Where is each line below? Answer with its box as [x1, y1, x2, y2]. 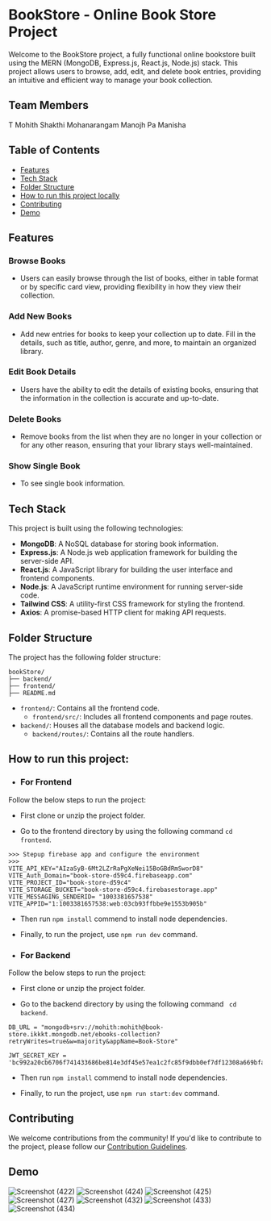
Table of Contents [8, 144, 101, 157]
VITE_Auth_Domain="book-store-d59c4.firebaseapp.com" [8, 871, 194, 880]
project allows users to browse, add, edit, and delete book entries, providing [8, 66, 261, 76]
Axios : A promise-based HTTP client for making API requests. [19, 607, 227, 618]
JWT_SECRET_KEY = [8, 1052, 67, 1060]
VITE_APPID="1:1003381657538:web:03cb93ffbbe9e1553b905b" [8, 899, 207, 908]
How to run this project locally [19, 190, 120, 200]
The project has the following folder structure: [8, 652, 161, 662]
